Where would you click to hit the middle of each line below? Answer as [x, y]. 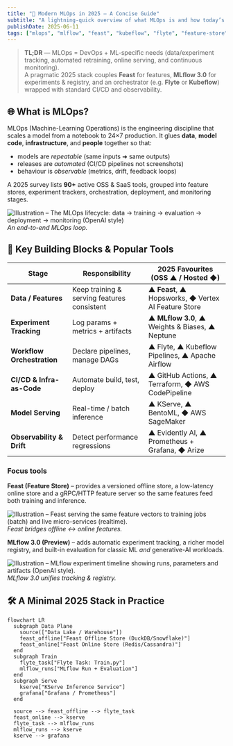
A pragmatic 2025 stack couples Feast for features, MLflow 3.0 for [120, 75]
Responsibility [107, 273]
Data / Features [37, 298]
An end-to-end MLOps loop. [48, 228]
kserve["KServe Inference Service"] [73, 687]
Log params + [95, 322]
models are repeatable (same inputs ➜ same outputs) [94, 156]
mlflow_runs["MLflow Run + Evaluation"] [79, 669]
